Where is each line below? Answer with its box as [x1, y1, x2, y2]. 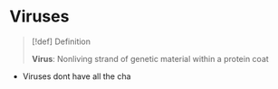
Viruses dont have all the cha [22, 70, 131, 82]
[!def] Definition [31, 36, 91, 47]
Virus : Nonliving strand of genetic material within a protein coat [31, 53, 269, 64]
